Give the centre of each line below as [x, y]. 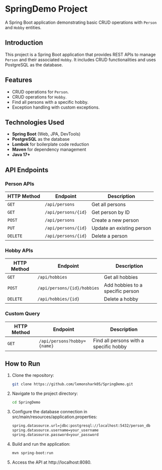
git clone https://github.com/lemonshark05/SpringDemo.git [73, 384]
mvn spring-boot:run [33, 453]
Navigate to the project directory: [45, 393]
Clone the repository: [33, 375]
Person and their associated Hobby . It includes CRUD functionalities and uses [81, 60]
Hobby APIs [19, 250]
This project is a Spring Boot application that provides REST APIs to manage [80, 54]
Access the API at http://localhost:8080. [52, 462]
